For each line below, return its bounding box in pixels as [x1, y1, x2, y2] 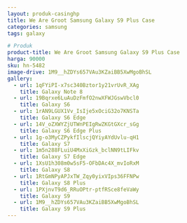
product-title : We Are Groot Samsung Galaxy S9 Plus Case [7, 49, 180, 56]
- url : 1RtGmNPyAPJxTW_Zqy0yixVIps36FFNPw [13, 173, 139, 180]
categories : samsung [7, 23, 68, 30]
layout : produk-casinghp [7, 10, 80, 18]
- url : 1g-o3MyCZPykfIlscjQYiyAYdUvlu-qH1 [13, 134, 139, 141]
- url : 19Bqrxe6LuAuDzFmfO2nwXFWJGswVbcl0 [13, 95, 139, 102]
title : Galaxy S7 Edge [20, 154, 86, 161]
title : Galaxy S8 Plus [20, 180, 86, 187]
